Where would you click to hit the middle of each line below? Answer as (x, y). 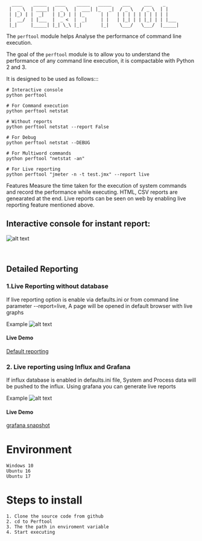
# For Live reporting (33, 169)
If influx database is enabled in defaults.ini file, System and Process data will (101, 380)
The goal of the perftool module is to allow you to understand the (88, 54)
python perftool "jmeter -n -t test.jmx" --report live (78, 174)
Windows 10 (20, 466)
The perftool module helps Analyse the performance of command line (94, 36)
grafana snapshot (28, 425)
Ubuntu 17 (19, 476)
